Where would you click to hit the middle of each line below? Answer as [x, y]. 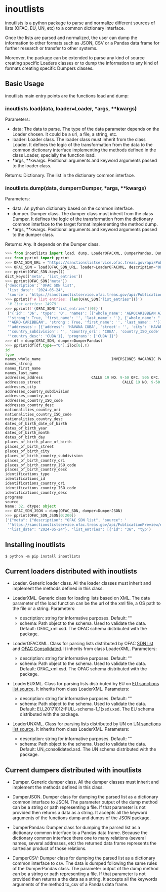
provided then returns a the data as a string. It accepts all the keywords [85, 879]
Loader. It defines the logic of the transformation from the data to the [83, 145]
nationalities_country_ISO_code [38, 414]
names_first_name [23, 369]
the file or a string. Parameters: [44, 609]
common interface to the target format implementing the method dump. [85, 224]
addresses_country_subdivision [37, 391]
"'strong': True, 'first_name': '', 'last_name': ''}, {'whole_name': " [84, 318]
